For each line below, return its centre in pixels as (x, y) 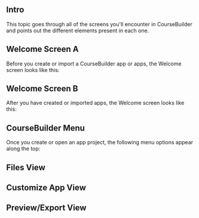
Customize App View (46, 188)
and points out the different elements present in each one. (78, 30)
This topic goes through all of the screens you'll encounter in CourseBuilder (99, 24)
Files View (26, 167)
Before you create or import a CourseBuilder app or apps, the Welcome (94, 63)
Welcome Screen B (42, 89)
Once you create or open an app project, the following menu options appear (100, 142)
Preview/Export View (46, 208)
